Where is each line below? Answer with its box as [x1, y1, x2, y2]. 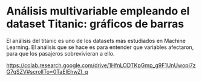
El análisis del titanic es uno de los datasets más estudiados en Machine [6, 37, 186, 44]
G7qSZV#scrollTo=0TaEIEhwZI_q [6, 68, 88, 75]
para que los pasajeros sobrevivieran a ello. [6, 50, 115, 57]
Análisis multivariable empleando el [6, 4, 190, 18]
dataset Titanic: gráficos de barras [6, 17, 184, 31]
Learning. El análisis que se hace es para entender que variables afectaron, [6, 44, 194, 51]
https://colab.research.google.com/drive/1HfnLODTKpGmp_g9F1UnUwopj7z [6, 62, 196, 69]
